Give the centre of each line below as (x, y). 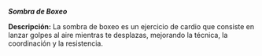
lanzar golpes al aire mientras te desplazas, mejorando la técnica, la (118, 35)
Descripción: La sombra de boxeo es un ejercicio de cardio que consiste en (131, 26)
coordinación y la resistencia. (56, 43)
